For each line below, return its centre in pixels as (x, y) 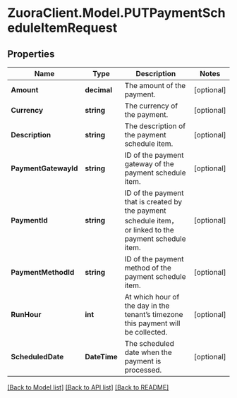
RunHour (26, 315)
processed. (143, 370)
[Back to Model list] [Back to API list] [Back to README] (88, 387)
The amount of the (155, 86)
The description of (155, 126)
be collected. (146, 332)
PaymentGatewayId (44, 168)
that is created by (153, 202)
